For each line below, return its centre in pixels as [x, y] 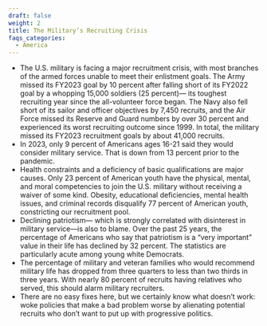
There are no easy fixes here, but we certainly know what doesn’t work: [137, 297]
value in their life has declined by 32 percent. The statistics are [123, 246]
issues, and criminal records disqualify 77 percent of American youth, [134, 203]
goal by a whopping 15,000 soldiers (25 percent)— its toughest [123, 93]
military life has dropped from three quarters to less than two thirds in [134, 271]
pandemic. [37, 161]
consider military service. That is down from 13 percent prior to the [130, 153]
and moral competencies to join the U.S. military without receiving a [131, 187]
